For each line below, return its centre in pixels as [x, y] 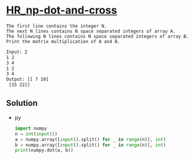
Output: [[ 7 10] [28, 79]
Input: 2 [17, 52]
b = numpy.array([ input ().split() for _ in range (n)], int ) [90, 145]
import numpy [31, 128]
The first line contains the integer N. [57, 26]
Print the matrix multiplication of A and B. [63, 41]
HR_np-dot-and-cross [62, 10]
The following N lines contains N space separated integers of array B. [98, 36]
